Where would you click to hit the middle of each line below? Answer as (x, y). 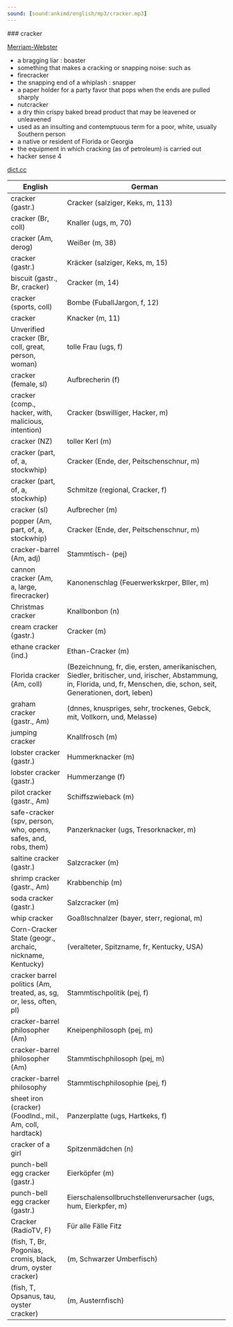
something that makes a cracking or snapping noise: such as (104, 67)
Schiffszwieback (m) (101, 796)
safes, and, (28, 838)
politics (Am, (31, 984)
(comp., (23, 404)
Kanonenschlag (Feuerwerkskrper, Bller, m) (138, 582)
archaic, (24, 946)
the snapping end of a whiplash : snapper (77, 82)
